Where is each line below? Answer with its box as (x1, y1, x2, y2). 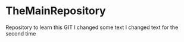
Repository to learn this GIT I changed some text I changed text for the (5, 24, 179, 31)
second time (5, 30, 36, 37)
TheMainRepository (5, 4, 106, 18)
